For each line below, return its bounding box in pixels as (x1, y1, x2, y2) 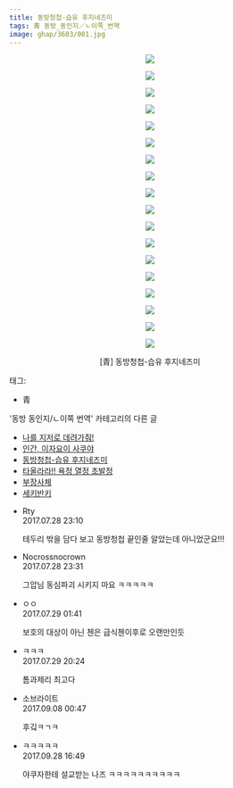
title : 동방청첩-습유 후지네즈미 (9, 12, 113, 22)
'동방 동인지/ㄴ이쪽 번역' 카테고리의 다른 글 (9, 413, 158, 424)
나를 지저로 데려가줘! (21, 432, 95, 443)
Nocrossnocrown (21, 552, 87, 562)
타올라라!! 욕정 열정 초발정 (21, 466, 113, 477)
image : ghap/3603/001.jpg (9, 29, 105, 38)
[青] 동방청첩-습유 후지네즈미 (99, 356, 201, 367)
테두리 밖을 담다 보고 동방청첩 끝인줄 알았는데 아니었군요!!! (21, 534, 225, 544)
